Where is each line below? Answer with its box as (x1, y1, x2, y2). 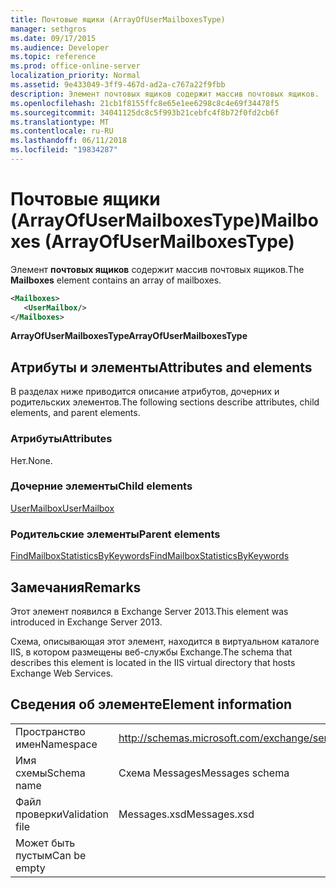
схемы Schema (15, 766, 86, 780)
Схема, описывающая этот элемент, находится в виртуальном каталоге (10, 635, 320, 647)
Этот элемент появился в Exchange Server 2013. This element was (10, 605, 289, 617)
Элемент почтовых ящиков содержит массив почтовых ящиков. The (10, 263, 305, 275)
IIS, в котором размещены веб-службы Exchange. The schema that (10, 646, 293, 658)
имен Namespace (15, 737, 98, 751)
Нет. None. (10, 454, 53, 466)
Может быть (15, 836, 76, 850)
